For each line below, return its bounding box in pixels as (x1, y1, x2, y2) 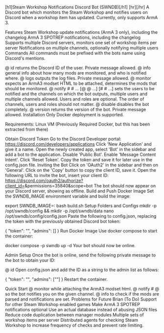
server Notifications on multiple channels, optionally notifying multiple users (5, 45, 159, 51)
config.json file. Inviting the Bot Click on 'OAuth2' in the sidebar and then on (5, 162, 158, 168)
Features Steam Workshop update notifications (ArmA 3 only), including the (5, 29, 158, 35)
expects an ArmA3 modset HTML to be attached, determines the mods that (5, 80, 157, 86)
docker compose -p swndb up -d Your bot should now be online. (5, 243, 136, 248)
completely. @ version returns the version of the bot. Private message (5, 106, 146, 112)
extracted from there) (5, 127, 48, 132)
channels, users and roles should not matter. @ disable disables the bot (5, 102, 149, 107)
